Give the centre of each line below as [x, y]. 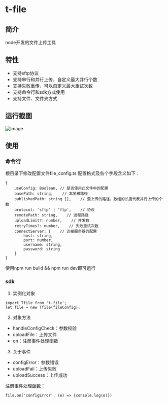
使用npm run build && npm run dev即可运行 [51, 268]
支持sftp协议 [26, 73]
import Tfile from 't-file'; [36, 303]
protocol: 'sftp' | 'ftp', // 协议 [55, 210]
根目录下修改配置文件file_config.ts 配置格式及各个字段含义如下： [73, 173]
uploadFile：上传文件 [35, 334]
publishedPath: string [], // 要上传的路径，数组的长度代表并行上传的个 [89, 199]
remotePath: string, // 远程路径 [52, 215]
